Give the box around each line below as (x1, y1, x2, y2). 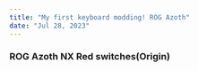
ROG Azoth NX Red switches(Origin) (9, 51, 170, 63)
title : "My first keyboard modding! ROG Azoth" (9, 12, 191, 22)
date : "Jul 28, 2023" (9, 21, 90, 30)
